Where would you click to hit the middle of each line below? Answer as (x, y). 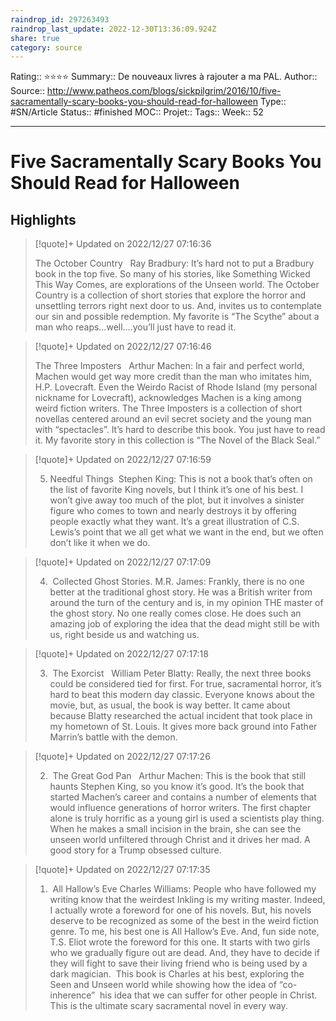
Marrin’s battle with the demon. (113, 737)
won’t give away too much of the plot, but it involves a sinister (177, 500)
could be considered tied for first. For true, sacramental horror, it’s (185, 684)
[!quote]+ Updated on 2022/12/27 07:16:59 (123, 460)
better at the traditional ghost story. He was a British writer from (181, 592)
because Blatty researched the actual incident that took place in (181, 716)
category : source (46, 47)
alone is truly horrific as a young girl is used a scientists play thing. (187, 818)
